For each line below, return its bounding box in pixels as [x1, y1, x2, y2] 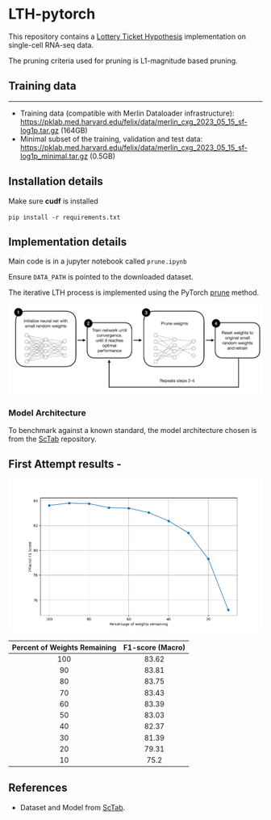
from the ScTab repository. [8, 434, 97, 444]
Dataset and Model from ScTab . [19, 802, 126, 812]
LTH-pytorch [8, 5, 96, 23]
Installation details [8, 175, 103, 188]
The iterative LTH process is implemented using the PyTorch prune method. [8, 288, 260, 297]
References [8, 781, 68, 795]
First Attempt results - [8, 457, 123, 471]
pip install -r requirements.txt [8, 213, 121, 221]
